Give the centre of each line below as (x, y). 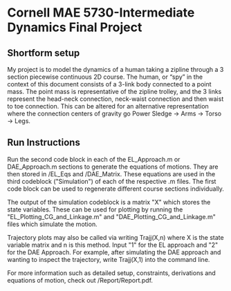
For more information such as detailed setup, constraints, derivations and (111, 273)
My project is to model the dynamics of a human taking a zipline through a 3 (115, 69)
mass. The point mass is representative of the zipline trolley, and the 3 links (114, 92)
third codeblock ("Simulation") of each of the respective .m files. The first (112, 181)
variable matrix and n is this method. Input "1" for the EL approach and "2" (113, 245)
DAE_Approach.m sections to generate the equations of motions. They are (113, 167)
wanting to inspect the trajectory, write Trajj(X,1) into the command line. (109, 259)
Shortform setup (44, 53)
